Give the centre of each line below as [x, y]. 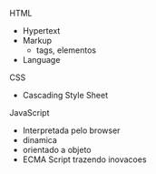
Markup [37, 41]
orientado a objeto [57, 150]
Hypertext [41, 31]
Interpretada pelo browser [71, 130]
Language [41, 60]
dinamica [39, 140]
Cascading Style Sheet [65, 95]
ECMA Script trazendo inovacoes [84, 159]
